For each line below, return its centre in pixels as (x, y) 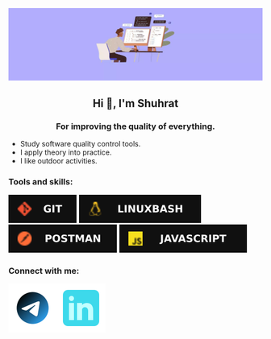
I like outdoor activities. (59, 160)
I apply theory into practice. (66, 152)
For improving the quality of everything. (135, 126)
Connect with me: (44, 271)
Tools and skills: (41, 181)
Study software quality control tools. (80, 143)
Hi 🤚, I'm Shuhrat (135, 103)
